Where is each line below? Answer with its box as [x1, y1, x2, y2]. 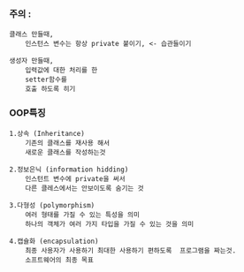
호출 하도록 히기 [25, 85, 76, 94]
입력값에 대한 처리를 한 [25, 66, 98, 75]
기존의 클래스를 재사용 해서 [25, 139, 111, 147]
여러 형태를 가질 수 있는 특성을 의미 [25, 210, 140, 219]
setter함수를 [25, 75, 68, 85]
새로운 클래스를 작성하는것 [25, 147, 106, 156]
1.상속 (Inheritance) [9, 129, 86, 138]
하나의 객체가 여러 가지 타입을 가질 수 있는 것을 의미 [25, 219, 194, 229]
